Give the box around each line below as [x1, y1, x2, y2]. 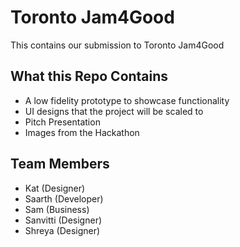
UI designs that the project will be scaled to [24, 105, 204, 117]
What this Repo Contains [10, 68, 169, 85]
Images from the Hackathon [24, 126, 140, 138]
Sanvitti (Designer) [24, 214, 103, 226]
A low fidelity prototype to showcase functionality [24, 94, 230, 106]
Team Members [10, 156, 110, 173]
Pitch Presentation [24, 116, 101, 128]
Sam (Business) [24, 203, 90, 215]
